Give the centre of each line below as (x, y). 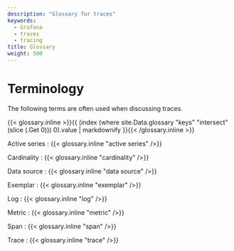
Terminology (46, 89)
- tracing (28, 41)
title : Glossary (31, 47)
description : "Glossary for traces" (62, 14)
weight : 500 (25, 54)
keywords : (22, 21)
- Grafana (28, 27)
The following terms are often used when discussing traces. (95, 108)
